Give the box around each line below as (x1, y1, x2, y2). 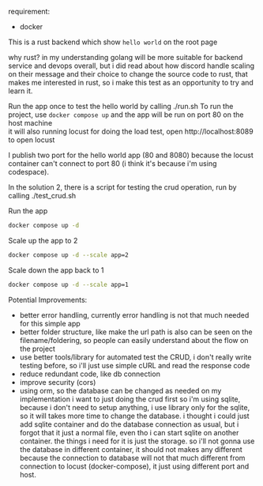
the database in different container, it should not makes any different (19, 444, 242, 454)
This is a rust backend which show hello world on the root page (8, 37, 218, 47)
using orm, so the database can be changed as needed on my (19, 386, 222, 395)
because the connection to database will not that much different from (19, 453, 246, 462)
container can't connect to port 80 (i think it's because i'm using (8, 159, 217, 168)
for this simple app (19, 318, 81, 328)
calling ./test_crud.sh (8, 191, 77, 200)
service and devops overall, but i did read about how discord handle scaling (8, 61, 255, 70)
